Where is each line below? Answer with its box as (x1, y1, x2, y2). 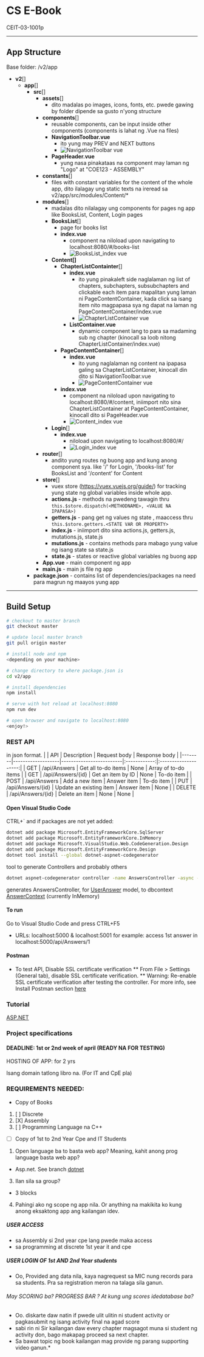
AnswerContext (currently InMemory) (6, 892, 100, 899)
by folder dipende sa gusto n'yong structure (51, 107, 162, 114)
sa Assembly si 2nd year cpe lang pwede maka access (15, 1237, 153, 1244)
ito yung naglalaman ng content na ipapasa (78, 360, 186, 367)
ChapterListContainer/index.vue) (78, 340, 160, 347)
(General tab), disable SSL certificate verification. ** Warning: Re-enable (15, 972, 197, 979)
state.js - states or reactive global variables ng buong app (51, 552, 197, 560)
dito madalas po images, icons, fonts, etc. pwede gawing (51, 101, 194, 108)
